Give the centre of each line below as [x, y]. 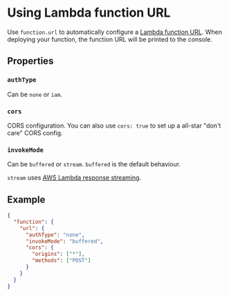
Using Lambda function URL [89, 13]
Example [26, 199]
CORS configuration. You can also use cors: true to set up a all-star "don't [114, 125]
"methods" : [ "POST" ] [62, 261]
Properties [30, 61]
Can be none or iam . [35, 94]
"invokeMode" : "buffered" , [64, 241]
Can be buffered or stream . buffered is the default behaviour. [94, 164]
